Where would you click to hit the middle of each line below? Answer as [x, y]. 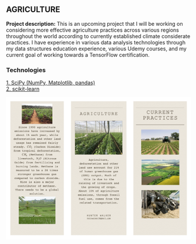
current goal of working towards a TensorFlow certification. [78, 54]
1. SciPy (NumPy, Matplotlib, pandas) [51, 83]
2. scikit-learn [23, 89]
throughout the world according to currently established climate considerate [98, 36]
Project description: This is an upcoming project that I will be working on [94, 23]
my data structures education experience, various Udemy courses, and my [96, 49]
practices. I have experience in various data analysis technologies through [96, 42]
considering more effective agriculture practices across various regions [92, 30]
